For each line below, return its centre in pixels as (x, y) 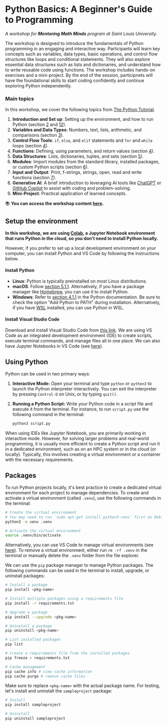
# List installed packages (33, 640)
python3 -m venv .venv (29, 522)
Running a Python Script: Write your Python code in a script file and (83, 404)
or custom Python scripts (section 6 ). (50, 167)
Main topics (20, 98)
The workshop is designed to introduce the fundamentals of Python (75, 43)
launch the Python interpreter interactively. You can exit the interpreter (84, 389)
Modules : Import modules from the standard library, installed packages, (86, 162)
